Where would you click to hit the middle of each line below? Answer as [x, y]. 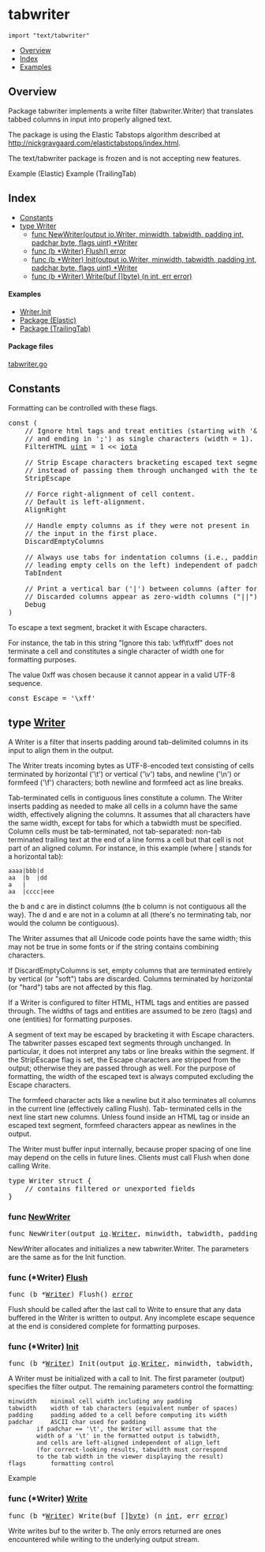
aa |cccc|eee [32, 891]
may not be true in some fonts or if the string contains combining [114, 947]
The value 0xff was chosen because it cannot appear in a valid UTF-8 [121, 675]
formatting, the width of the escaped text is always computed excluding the [131, 1076]
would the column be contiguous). [64, 923]
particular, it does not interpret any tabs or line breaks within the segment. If [131, 1051]
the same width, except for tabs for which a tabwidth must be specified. [125, 823]
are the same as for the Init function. [67, 1257]
